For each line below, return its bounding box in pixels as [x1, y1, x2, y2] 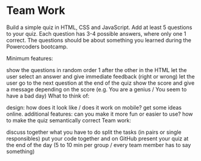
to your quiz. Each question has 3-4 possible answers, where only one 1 [6, 30, 186, 37]
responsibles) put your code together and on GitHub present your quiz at [6, 134, 189, 142]
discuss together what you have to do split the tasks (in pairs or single [6, 128, 182, 136]
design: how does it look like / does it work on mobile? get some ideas [6, 103, 182, 111]
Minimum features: [6, 54, 53, 62]
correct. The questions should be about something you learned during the [6, 36, 191, 44]
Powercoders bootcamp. [6, 43, 68, 50]
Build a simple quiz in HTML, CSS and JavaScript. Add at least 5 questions [6, 24, 192, 31]
